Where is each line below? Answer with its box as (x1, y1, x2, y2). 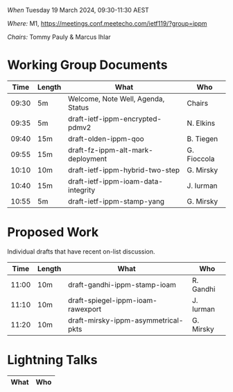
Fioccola (187, 154, 215, 163)
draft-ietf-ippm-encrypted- (68, 114, 162, 124)
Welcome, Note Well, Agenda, (68, 94, 165, 104)
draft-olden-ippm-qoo (68, 133, 144, 143)
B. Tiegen (187, 133, 218, 143)
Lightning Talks (7, 352, 98, 368)
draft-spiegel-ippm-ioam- (68, 295, 157, 305)
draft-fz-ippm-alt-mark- (68, 145, 154, 155)
